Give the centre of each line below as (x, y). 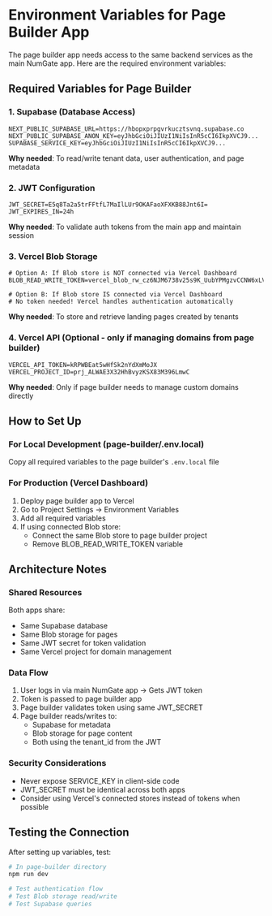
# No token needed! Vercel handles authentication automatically (121, 302)
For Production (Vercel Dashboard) (78, 483)
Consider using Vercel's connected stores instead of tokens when (130, 798)
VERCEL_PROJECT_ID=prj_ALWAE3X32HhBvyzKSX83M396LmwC (99, 372)
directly (21, 395)
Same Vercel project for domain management (96, 652)
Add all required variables (63, 518)
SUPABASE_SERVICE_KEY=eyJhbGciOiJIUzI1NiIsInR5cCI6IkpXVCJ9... (117, 143)
